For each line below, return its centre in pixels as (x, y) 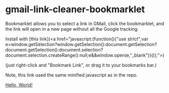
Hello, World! (19, 85)
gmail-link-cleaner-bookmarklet (75, 9)
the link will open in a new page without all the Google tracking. (72, 29)
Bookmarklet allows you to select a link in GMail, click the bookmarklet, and (85, 24)
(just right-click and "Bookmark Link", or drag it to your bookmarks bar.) (81, 65)
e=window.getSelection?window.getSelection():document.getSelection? (81, 44)
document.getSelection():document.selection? (54, 50)
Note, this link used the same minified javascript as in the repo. (72, 75)
